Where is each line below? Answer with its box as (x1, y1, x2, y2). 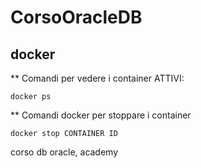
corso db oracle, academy (10, 146, 119, 158)
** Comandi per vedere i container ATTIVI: (10, 72, 185, 84)
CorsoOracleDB (10, 6, 143, 29)
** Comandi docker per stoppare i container (10, 109, 192, 121)
